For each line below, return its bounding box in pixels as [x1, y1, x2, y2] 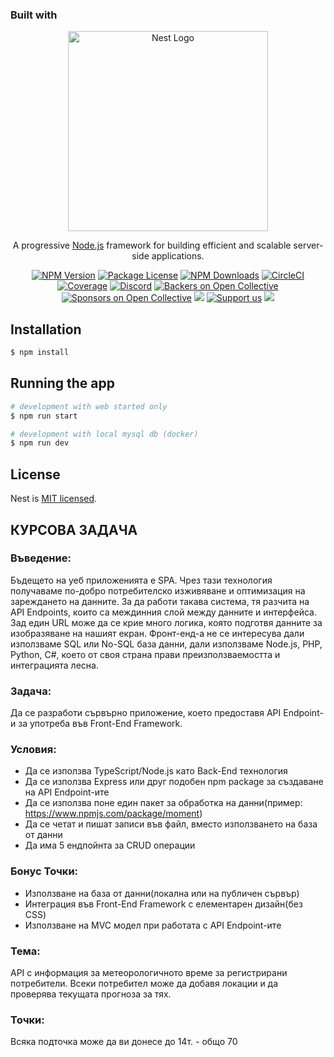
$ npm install [10, 348, 70, 358]
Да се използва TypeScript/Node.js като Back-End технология [24, 765, 288, 777]
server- [293, 239, 324, 252]
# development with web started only [10, 401, 168, 412]
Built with [10, 8, 58, 22]
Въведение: [10, 551, 72, 565]
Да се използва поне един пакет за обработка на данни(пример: [24, 797, 303, 809]
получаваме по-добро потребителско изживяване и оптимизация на [10, 584, 306, 597]
